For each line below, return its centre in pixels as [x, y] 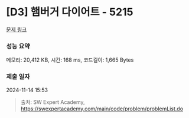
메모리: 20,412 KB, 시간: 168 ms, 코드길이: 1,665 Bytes [70, 60]
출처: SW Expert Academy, [53, 102]
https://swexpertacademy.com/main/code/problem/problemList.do [102, 109]
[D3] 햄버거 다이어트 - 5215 [70, 12]
